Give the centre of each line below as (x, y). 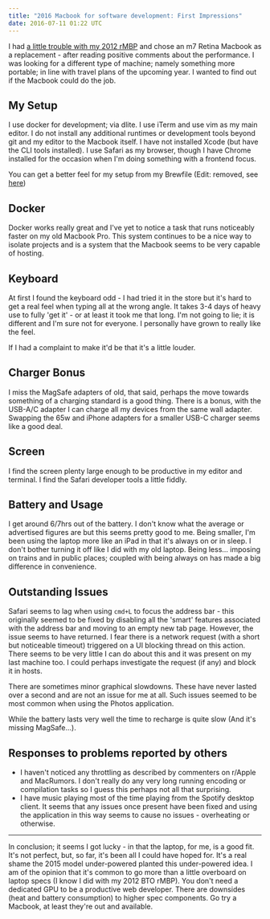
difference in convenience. (53, 566)
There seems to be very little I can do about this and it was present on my (130, 654)
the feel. (22, 332)
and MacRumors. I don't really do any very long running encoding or (133, 781)
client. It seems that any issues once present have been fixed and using (138, 807)
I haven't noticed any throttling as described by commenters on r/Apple (138, 772)
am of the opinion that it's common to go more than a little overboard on (127, 872)
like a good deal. (36, 426)
